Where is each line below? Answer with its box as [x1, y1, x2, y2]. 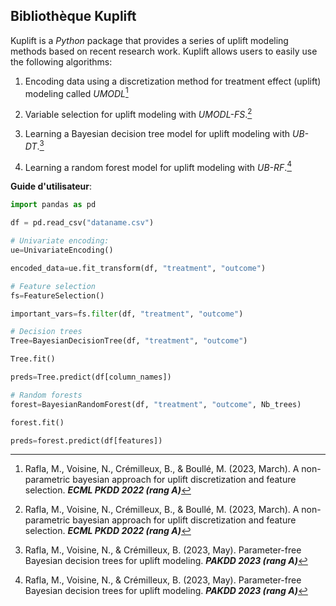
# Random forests [10, 390, 83, 400]
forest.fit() [10, 417, 65, 428]
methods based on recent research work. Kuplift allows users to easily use [10, 45, 318, 57]
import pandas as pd [10, 200, 97, 210]
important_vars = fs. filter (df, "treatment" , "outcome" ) [10, 309, 244, 319]
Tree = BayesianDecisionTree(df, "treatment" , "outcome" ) [10, 336, 248, 346]
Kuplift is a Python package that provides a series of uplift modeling [10, 34, 289, 46]
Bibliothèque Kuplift [10, 8, 137, 25]
